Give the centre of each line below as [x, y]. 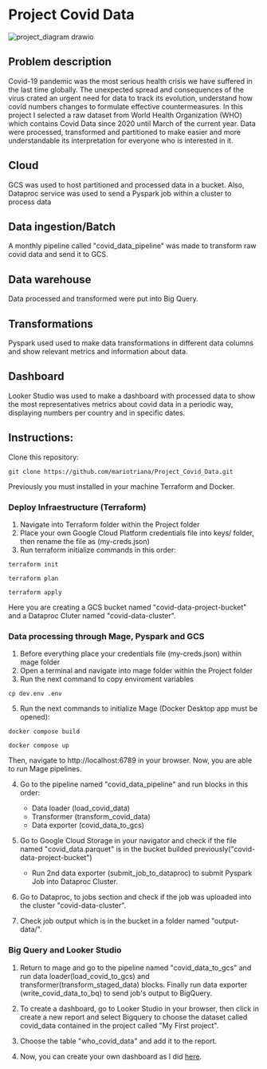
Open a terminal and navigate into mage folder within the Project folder [136, 671]
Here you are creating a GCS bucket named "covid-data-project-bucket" [128, 607]
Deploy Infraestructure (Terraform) [77, 507]
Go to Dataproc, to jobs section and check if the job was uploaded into [135, 897]
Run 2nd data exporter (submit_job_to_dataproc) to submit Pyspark [142, 873]
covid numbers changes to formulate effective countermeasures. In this [126, 106]
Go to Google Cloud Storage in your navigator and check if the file [128, 841]
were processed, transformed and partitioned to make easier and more [125, 132]
